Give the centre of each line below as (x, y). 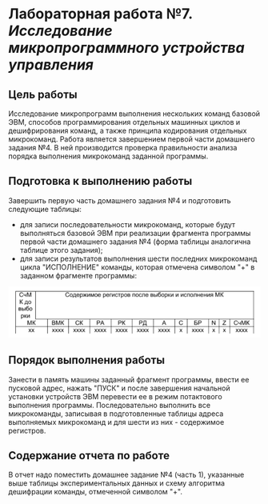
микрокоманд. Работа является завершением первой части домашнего (132, 139)
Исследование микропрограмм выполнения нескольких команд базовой (134, 114)
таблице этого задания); (61, 250)
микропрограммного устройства (127, 48)
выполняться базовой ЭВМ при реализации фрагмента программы (135, 233)
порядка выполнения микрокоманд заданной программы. (108, 156)
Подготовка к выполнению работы (100, 181)
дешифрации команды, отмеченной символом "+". (95, 492)
